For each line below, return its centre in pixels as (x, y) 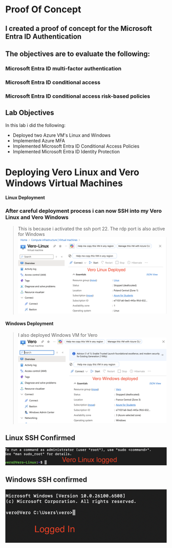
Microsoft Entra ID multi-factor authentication (63, 68)
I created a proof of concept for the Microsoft (79, 29)
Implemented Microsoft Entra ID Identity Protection (66, 151)
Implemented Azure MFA (39, 140)
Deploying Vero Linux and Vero (72, 172)
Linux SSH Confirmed (40, 438)
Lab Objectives (30, 113)
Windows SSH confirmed (46, 480)
